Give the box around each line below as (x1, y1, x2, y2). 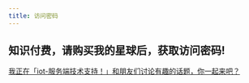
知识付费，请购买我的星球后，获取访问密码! (8, 44, 225, 57)
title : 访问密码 (8, 11, 58, 20)
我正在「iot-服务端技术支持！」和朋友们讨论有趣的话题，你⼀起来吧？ (8, 66, 241, 77)
